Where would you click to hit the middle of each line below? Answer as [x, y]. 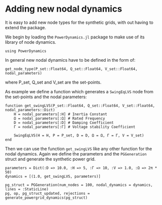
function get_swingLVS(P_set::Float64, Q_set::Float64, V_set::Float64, [80, 105]
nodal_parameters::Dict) [30, 110]
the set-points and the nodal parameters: [46, 97]
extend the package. [26, 27]
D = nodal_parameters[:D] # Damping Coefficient [64, 122]
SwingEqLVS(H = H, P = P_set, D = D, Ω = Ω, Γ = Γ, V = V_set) [79, 135]
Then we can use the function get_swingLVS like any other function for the [79, 149]
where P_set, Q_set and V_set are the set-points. [53, 82]
